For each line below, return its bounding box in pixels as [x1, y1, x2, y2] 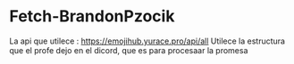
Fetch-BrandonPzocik [9, 6, 175, 27]
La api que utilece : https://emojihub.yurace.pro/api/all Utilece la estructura [9, 36, 286, 46]
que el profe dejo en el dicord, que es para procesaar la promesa [9, 44, 248, 55]
